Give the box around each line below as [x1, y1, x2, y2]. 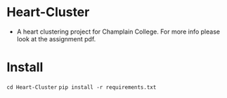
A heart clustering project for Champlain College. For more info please [16, 27, 221, 36]
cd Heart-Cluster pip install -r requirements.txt [6, 83, 157, 91]
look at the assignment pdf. [16, 34, 96, 43]
